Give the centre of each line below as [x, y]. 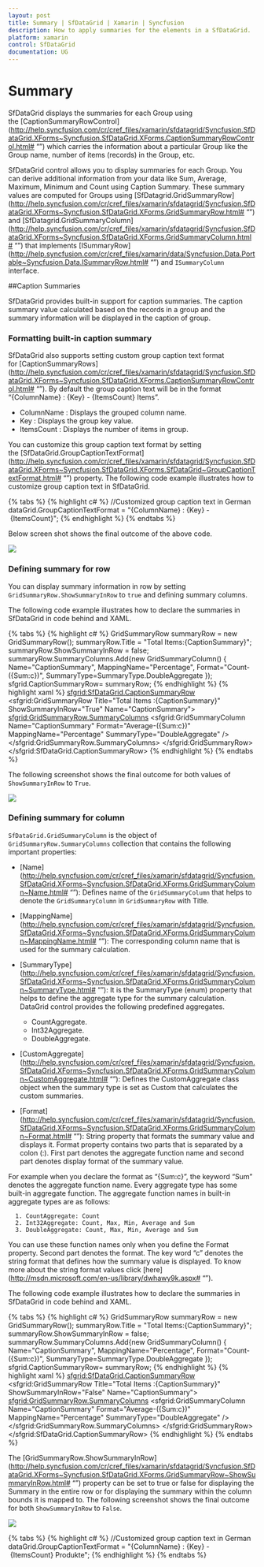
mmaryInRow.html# [39, 1483]
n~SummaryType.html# [58, 989]
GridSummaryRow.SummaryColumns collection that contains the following [120, 843]
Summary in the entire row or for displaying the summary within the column [130, 1491]
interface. [24, 270]
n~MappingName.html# [58, 941]
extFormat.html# [35, 478]
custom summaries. [51, 1096]
